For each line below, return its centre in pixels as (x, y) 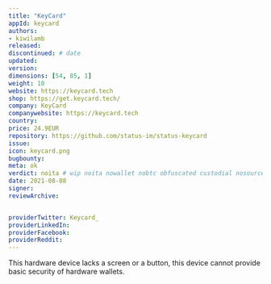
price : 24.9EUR (34, 128)
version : (23, 69)
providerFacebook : (39, 232)
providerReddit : (35, 240)
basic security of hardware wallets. (67, 272)
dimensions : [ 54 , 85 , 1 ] (50, 76)
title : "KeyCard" (38, 16)
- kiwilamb (27, 38)
